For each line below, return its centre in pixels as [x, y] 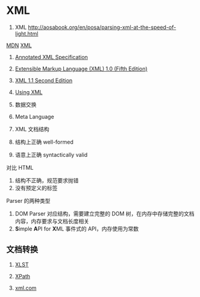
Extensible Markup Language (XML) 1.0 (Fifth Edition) [81, 69]
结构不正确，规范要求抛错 [47, 180]
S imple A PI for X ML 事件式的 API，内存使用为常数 [77, 228]
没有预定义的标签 [36, 188]
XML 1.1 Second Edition [44, 80]
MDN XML [19, 45]
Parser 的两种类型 [28, 200]
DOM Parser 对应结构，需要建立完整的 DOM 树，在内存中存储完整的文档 [105, 213]
